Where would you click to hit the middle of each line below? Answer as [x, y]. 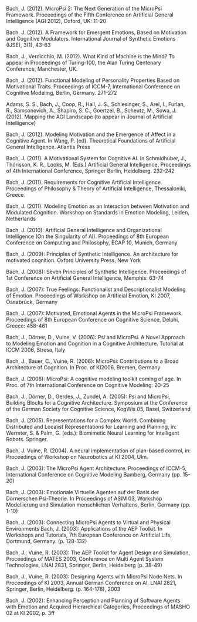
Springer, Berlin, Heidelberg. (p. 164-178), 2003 [63, 589]
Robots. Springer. [27, 439]
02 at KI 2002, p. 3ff [30, 613]
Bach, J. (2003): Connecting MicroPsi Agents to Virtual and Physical [89, 522]
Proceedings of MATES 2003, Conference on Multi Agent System [85, 559]
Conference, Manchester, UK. [42, 69]
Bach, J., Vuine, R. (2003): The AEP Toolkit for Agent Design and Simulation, [98, 552]
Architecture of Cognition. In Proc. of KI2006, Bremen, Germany [83, 367]
